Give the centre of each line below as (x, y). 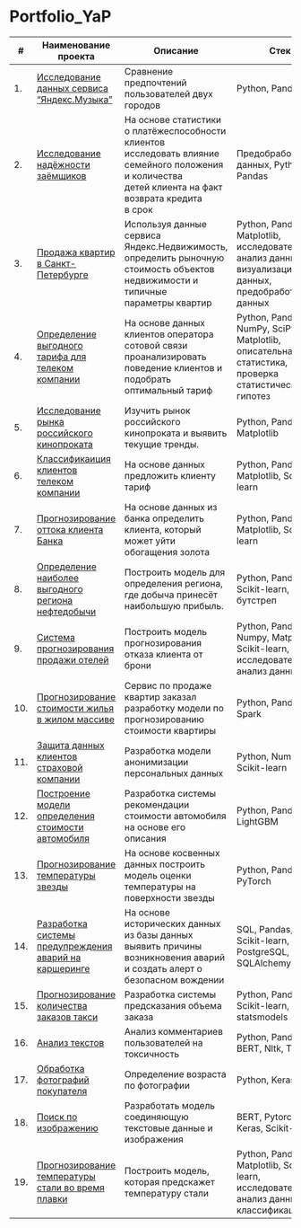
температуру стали (166, 1193)
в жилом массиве (76, 719)
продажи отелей (73, 659)
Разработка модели (168, 750)
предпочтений (155, 83)
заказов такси (68, 1017)
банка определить (164, 518)
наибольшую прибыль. (174, 605)
